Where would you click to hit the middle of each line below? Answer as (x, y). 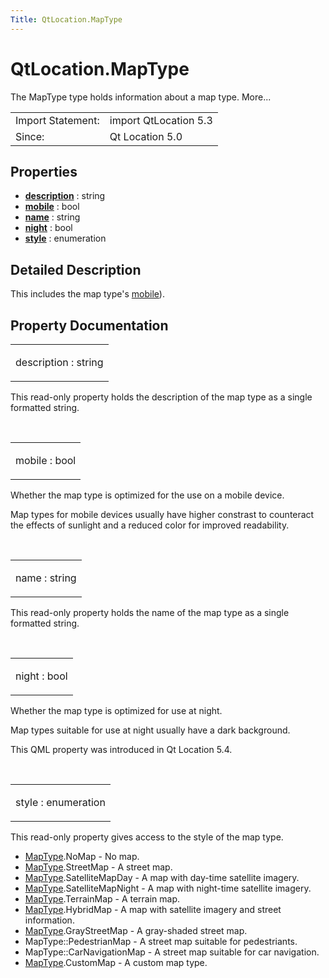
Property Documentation (89, 325)
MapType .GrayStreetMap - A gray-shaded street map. (136, 930)
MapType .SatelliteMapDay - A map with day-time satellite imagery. (162, 877)
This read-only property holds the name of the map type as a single (150, 612)
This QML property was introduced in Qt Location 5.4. (121, 749)
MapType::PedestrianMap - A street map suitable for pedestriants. (161, 941)
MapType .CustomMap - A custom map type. (116, 962)
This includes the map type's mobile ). (87, 294)
